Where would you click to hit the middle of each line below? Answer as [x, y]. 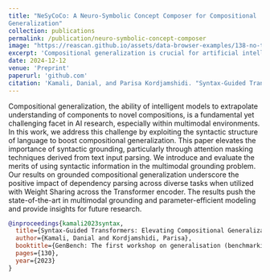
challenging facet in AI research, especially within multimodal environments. [134, 123]
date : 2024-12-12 [37, 61]
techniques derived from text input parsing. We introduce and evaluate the [131, 157]
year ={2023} [36, 261]
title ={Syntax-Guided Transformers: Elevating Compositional [120, 231]
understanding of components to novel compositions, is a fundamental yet [131, 114]
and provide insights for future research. [75, 208]
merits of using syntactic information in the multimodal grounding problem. [132, 166]
